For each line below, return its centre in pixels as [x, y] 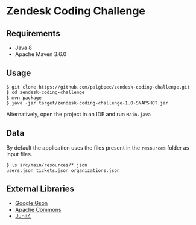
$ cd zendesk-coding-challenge [46, 92]
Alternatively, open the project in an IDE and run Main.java [78, 114]
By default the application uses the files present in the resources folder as [98, 147]
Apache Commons [38, 210]
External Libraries [40, 189]
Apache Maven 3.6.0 [41, 54]
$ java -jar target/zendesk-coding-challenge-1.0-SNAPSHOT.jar [87, 103]
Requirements [33, 33]
